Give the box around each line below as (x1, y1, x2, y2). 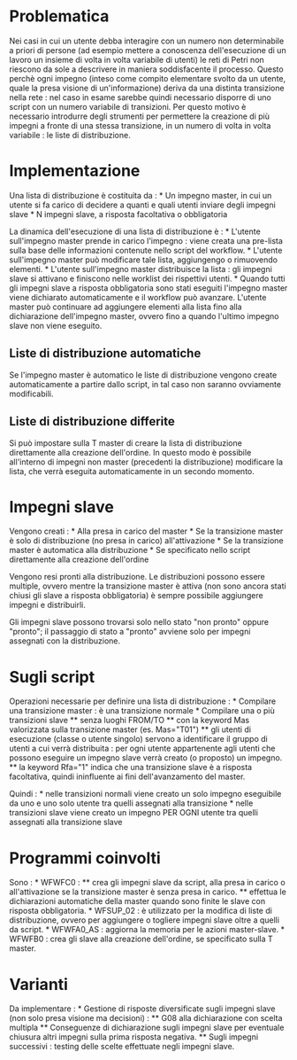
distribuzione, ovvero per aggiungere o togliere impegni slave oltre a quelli (9, 915, 280, 925)
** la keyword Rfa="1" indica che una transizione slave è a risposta (9, 762, 253, 773)
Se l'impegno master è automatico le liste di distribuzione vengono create (9, 370, 278, 380)
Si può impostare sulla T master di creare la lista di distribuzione (9, 437, 243, 448)
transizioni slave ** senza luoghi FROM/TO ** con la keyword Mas (9, 715, 250, 726)
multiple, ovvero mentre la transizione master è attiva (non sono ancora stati (9, 581, 286, 591)
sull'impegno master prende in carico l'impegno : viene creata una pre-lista (9, 235, 283, 246)
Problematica (9, 6, 110, 27)
